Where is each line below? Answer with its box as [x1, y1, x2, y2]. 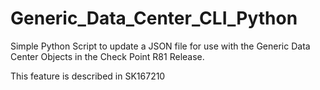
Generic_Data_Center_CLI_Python [10, 7, 298, 30]
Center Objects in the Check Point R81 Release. [10, 50, 205, 62]
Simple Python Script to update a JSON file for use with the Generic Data [10, 40, 311, 52]
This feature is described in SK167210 [10, 70, 166, 82]
